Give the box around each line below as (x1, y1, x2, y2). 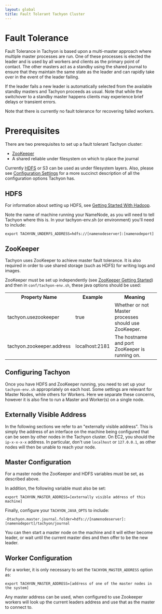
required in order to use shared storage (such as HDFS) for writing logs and (5, 262, 155, 268)
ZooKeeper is (114, 346, 145, 353)
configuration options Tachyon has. (5, 175, 76, 182)
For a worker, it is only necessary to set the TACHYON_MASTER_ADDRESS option (5, 567, 153, 573)
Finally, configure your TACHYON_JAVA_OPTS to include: (5, 507, 109, 513)
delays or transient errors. (5, 99, 57, 105)
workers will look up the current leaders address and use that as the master (5, 599, 155, 605)
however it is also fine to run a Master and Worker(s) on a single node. (5, 397, 145, 402)
